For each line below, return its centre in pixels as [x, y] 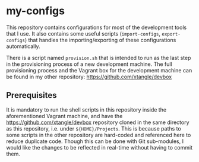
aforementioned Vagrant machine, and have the [64, 116]
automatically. [23, 46]
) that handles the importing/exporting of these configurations [100, 40]
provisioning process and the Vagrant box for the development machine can [99, 70]
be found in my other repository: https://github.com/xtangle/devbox [89, 77]
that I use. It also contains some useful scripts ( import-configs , [83, 33]
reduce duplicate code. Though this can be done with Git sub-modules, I [95, 141]
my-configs [36, 11]
